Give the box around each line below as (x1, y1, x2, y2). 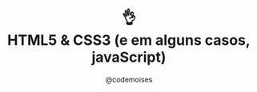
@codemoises (105, 74, 153, 84)
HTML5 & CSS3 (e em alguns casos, (7, 31, 251, 50)
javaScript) (91, 48, 167, 66)
